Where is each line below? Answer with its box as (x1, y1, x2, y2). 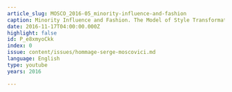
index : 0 (7, 42, 32, 49)
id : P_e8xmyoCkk (7, 36, 54, 43)
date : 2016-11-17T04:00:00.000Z (7, 23, 100, 30)
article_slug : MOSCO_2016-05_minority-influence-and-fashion (7, 10, 187, 17)
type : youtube (7, 62, 48, 68)
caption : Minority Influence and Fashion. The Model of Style (7, 17, 190, 24)
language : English (7, 55, 60, 62)
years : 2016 (7, 68, 41, 75)
